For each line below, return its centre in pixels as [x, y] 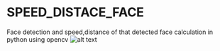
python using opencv [38, 39]
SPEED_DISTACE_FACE [76, 12]
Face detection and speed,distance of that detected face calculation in [110, 32]
